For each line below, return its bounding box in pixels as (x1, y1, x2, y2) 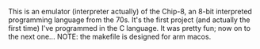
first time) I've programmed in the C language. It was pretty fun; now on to (8, 24, 251, 32)
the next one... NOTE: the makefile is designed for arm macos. (8, 32, 212, 41)
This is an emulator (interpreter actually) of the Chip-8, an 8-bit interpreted (8, 7, 252, 16)
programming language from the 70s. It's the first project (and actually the (8, 15, 250, 24)
